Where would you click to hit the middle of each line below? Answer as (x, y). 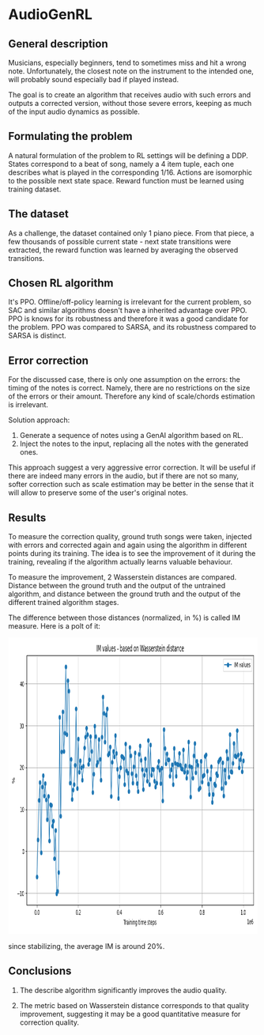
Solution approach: (39, 420)
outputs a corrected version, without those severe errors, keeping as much (130, 103)
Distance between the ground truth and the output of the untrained (117, 586)
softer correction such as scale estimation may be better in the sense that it (131, 485)
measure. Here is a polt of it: (55, 626)
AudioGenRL (51, 15)
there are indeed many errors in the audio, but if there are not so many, (124, 476)
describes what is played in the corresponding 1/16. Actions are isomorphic (130, 172)
